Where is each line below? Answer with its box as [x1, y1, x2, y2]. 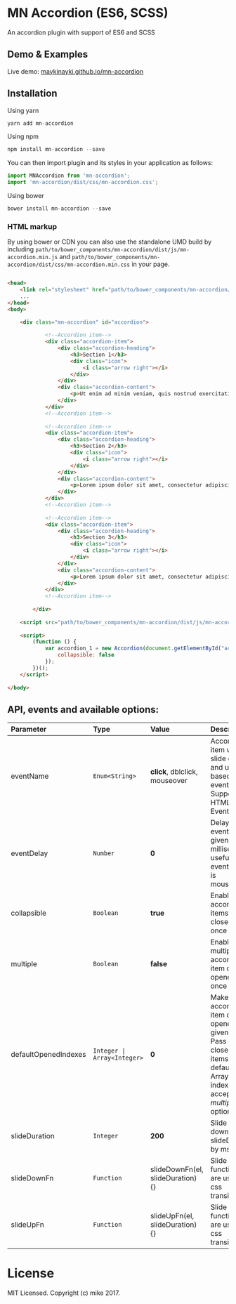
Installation [7, 88, 58, 100]
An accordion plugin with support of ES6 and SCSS [7, 28, 156, 37]
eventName [11, 771, 49, 781]
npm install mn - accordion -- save [7, 146, 105, 153]
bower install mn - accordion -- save [7, 205, 112, 212]
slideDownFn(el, [150, 1164, 204, 1174]
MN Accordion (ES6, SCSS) [7, 5, 169, 21]
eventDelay [11, 848, 48, 858]
